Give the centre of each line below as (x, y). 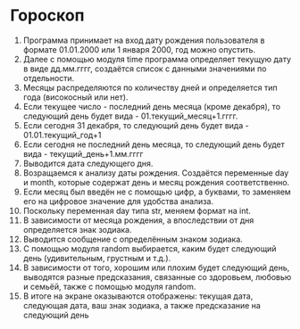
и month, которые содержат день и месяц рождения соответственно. (156, 182)
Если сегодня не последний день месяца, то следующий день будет (154, 144)
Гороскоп (47, 16)
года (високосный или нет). (75, 97)
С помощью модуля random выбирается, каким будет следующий (150, 248)
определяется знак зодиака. (77, 229)
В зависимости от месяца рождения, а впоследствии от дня (138, 220)
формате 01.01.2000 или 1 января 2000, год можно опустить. (139, 49)
